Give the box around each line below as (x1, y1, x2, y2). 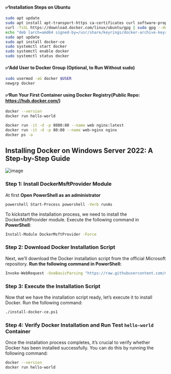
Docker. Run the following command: (5, 299, 83, 305)
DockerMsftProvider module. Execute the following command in (5, 216, 139, 222)
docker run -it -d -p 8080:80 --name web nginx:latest (5, 123, 124, 128)
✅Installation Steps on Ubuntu (5, 4, 71, 10)
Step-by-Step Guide (5, 154, 70, 163)
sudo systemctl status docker (5, 53, 70, 59)
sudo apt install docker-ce (5, 39, 65, 44)
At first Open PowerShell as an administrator (5, 192, 101, 198)
